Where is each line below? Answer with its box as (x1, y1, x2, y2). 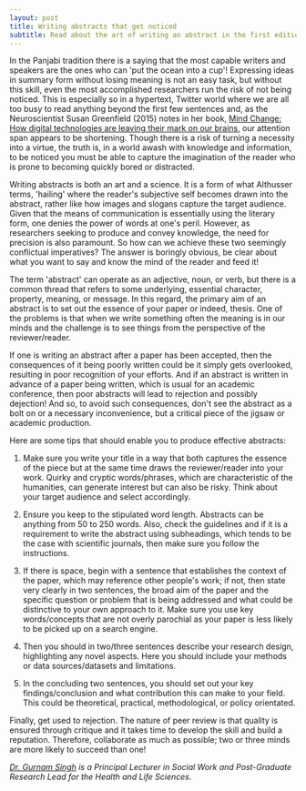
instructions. (22, 548, 70, 559)
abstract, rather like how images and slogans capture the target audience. (9, 198, 287, 209)
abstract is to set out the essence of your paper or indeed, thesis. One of (9, 303, 283, 314)
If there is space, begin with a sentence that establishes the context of (22, 565, 287, 576)
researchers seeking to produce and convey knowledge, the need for (9, 228, 270, 238)
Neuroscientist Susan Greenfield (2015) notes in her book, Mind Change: (9, 113, 282, 124)
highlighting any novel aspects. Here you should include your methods (22, 651, 288, 662)
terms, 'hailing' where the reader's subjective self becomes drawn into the (9, 188, 289, 200)
